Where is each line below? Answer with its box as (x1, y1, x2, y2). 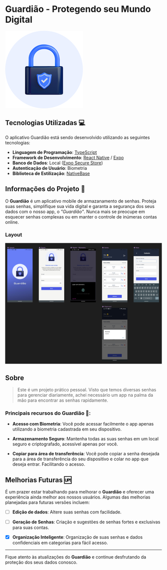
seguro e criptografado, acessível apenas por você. (12, 441, 118, 447)
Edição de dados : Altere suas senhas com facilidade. (12, 509, 122, 515)
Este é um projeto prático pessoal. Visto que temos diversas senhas (17, 386, 157, 393)
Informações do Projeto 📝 (5, 185, 85, 193)
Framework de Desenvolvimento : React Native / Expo (12, 154, 124, 160)
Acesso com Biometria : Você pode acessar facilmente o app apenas (12, 421, 154, 427)
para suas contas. (12, 525, 49, 531)
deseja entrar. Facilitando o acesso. (12, 461, 85, 467)
